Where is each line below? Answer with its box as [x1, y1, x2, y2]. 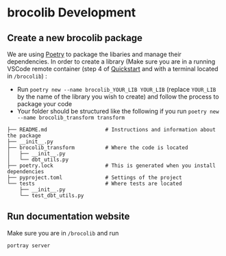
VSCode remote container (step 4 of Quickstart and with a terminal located [7, 65, 218, 73]
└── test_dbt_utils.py [19, 192, 84, 199]
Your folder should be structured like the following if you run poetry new [16, 107, 219, 115]
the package [7, 132, 41, 139]
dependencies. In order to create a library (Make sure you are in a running [7, 57, 216, 66]
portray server [7, 242, 51, 249]
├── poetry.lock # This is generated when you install [7, 162, 216, 169]
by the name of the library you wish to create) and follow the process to [16, 92, 219, 101]
